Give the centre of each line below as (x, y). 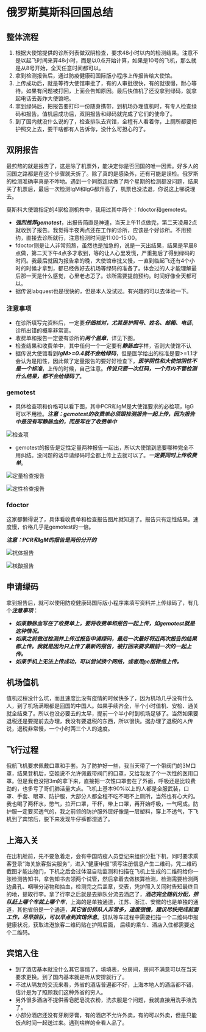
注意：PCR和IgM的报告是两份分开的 (51, 539)
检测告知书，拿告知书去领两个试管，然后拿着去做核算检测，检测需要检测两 (105, 879)
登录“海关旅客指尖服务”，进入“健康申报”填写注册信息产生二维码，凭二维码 (104, 864)
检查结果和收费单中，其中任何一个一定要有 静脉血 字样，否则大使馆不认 (103, 346)
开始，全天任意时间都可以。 (69, 68)
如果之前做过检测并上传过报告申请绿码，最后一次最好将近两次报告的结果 (106, 638)
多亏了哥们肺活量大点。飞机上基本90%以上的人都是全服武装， (105, 788)
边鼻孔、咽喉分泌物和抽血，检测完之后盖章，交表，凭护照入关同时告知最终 (100, 886)
